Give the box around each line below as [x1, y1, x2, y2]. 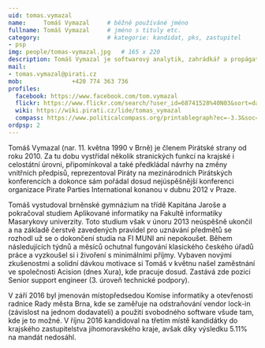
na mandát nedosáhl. [8, 332, 77, 342]
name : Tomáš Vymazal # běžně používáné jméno [8, 19, 189, 27]
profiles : [8, 84, 41, 93]
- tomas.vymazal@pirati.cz [8, 70, 97, 78]
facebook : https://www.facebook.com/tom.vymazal [15, 92, 178, 100]
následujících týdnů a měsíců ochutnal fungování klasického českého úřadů [8, 242, 254, 251]
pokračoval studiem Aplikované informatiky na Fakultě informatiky [8, 208, 222, 217]
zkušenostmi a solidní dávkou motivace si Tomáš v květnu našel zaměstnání [8, 258, 256, 268]
